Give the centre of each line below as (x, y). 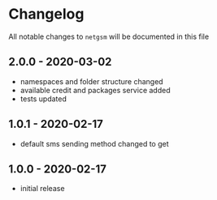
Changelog (46, 14)
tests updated (43, 99)
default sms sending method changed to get (94, 143)
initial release (42, 189)
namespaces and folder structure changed (92, 81)
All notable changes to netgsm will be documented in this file (109, 36)
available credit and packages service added (95, 90)
